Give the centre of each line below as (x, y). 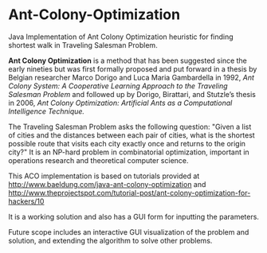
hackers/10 (26, 201)
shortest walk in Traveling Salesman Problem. (83, 45)
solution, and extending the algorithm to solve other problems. (110, 240)
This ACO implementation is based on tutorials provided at (104, 176)
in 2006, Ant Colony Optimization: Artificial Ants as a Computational (120, 103)
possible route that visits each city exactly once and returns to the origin (127, 143)
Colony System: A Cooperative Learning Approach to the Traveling (118, 86)
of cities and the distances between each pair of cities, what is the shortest (132, 135)
